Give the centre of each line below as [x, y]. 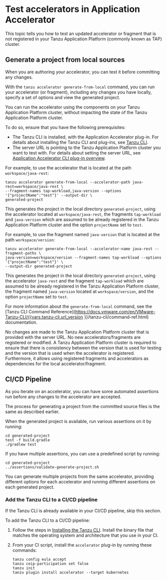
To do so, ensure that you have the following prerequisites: [65, 127]
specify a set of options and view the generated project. [63, 97]
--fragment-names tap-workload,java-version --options [63, 191]
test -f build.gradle [28, 440]
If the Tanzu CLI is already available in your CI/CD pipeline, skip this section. [83, 510]
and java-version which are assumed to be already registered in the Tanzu [82, 219]
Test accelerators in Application [73, 9]
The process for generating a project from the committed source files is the [83, 406]
